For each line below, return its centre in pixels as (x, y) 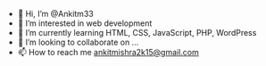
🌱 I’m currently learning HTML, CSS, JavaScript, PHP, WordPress (137, 33)
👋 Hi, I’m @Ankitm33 (55, 14)
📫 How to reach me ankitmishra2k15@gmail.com (108, 52)
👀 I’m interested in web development (85, 23)
